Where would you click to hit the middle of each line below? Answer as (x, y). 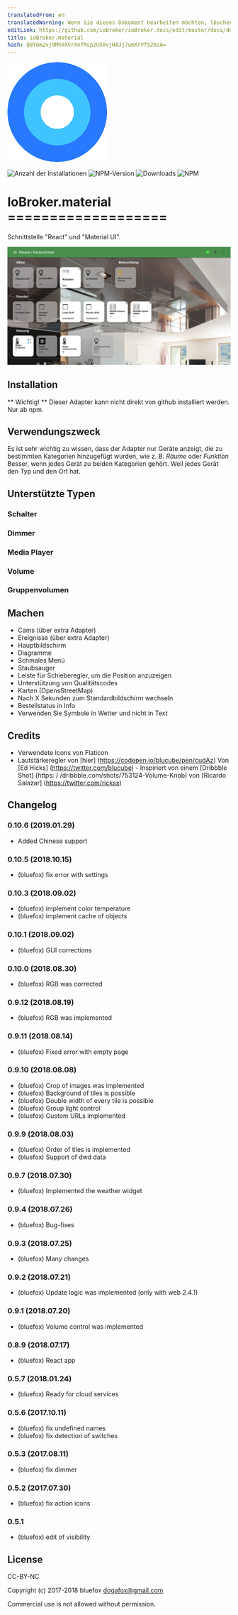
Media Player (30, 552)
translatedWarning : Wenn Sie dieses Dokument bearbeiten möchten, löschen (120, 22)
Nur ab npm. (25, 409)
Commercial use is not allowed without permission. (81, 1604)
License (25, 1559)
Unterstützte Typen (51, 494)
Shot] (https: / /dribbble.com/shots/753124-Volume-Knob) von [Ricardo (122, 776)
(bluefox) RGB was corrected (60, 984)
